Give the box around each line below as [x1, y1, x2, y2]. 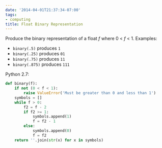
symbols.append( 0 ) [32, 128, 72, 133]
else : [23, 124, 36, 129]
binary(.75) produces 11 [12, 56, 65, 62]
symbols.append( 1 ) [32, 114, 72, 119]
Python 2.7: [5, 71, 30, 78]
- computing [5, 17, 31, 22]
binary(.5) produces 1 [12, 45, 61, 51]
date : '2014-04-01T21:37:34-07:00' [5, 7, 81, 13]
